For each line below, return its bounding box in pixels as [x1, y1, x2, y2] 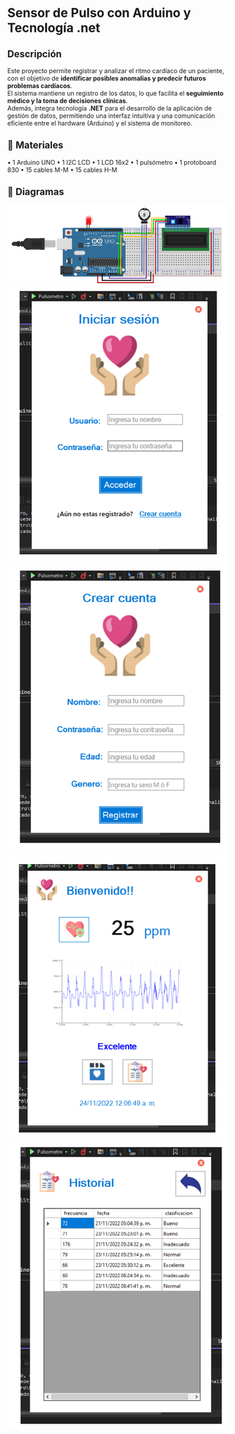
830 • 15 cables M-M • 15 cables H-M [7, 166, 118, 174]
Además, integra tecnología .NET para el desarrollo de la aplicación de [7, 104, 212, 112]
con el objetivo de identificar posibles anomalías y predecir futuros [7, 74, 206, 82]
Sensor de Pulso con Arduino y [7, 5, 191, 21]
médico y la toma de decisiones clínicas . [7, 96, 128, 105]
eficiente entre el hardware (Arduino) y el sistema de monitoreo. [7, 119, 193, 127]
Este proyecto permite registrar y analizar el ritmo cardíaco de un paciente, [7, 67, 224, 75]
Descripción [7, 48, 62, 60]
